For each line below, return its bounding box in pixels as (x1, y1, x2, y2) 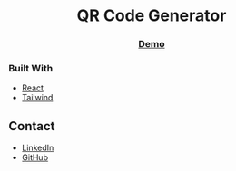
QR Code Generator (76, 5, 227, 26)
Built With (8, 62, 54, 75)
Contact (8, 119, 55, 134)
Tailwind (21, 92, 54, 103)
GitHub (21, 152, 49, 163)
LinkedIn (21, 142, 54, 154)
